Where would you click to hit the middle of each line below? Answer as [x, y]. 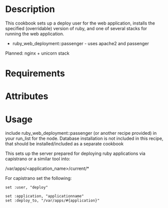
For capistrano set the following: [38, 178]
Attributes [27, 96]
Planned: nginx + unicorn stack [37, 53]
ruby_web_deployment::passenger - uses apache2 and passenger [81, 43]
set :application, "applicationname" [45, 196]
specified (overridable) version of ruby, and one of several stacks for [76, 28]
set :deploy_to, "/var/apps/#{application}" [52, 201]
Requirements [35, 73]
